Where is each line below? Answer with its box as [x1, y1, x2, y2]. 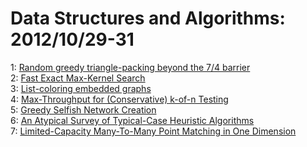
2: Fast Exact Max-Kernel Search [10, 72, 146, 84]
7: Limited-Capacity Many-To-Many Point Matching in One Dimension [10, 125, 297, 137]
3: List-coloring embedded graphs [10, 82, 152, 94]
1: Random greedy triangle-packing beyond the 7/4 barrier [10, 61, 251, 73]
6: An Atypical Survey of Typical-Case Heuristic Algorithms [10, 114, 255, 126]
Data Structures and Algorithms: [10, 7, 286, 30]
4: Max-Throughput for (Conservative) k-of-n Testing [10, 93, 229, 105]
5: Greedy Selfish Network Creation [10, 103, 157, 116]
